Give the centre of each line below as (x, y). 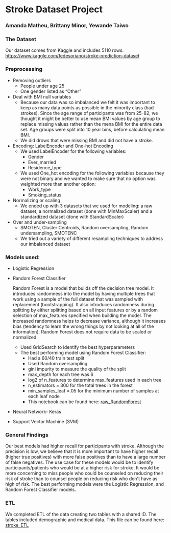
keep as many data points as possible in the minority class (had (87, 107)
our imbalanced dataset (45, 244)
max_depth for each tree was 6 (60, 374)
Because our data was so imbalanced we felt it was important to (88, 102)
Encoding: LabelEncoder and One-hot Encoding (63, 146)
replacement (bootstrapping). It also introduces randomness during (83, 304)
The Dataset (21, 40)
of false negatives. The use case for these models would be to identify (79, 462)
